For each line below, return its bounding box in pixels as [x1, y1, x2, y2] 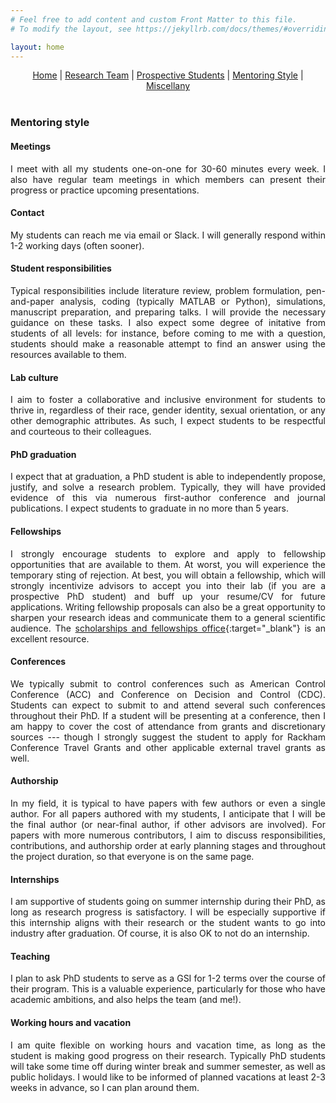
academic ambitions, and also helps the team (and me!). [10, 994, 242, 1006]
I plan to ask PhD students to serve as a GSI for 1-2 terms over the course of [10, 972, 326, 985]
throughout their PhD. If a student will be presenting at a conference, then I [10, 709, 326, 721]
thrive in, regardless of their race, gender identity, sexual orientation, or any [10, 404, 326, 416]
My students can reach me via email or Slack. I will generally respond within [10, 229, 326, 241]
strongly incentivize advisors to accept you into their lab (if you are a [10, 579, 326, 591]
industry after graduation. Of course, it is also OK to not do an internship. [10, 927, 310, 940]
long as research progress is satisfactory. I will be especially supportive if [10, 906, 326, 918]
